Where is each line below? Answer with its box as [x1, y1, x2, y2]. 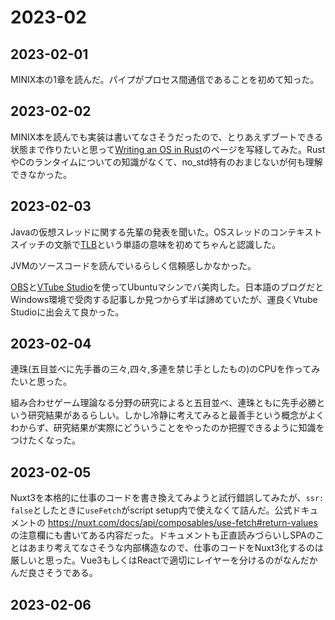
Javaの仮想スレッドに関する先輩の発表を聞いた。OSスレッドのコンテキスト [10, 226, 323, 238]
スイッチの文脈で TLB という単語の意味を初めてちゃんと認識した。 [10, 238, 282, 250]
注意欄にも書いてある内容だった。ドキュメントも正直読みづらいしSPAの [18, 529, 316, 541]
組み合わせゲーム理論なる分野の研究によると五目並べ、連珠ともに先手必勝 [10, 397, 317, 409]
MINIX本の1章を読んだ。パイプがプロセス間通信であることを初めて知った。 [10, 74, 320, 85]
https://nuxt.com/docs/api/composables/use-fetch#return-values [47, 517, 318, 529]
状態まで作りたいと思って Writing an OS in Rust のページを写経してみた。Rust [10, 143, 326, 155]
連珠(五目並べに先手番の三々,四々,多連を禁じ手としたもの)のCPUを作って [10, 363, 312, 375]
